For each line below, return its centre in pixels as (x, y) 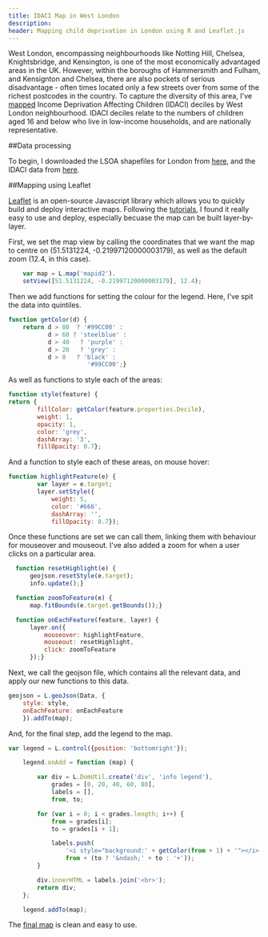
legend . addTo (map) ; (55, 910)
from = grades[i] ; (82, 821)
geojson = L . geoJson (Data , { (57, 696)
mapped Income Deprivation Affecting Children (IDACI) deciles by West (126, 104)
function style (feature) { (53, 395)
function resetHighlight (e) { (66, 569)
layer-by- (238, 218)
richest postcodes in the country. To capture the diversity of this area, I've (130, 96)
